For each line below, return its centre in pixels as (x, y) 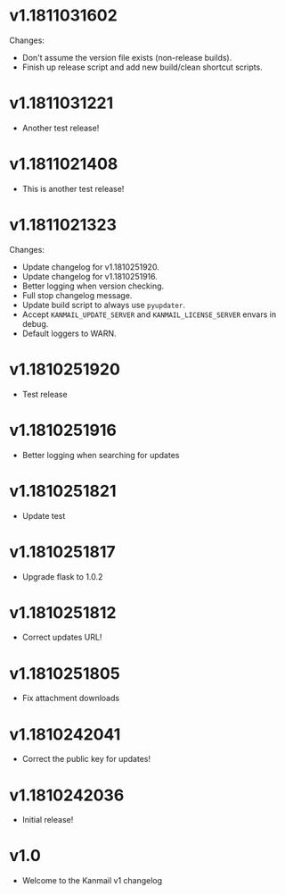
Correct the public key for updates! (86, 759)
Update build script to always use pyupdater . (103, 305)
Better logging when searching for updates (101, 455)
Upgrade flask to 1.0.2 (62, 576)
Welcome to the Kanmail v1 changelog (92, 881)
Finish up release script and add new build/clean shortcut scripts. (142, 67)
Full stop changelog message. (77, 295)
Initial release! (48, 820)
